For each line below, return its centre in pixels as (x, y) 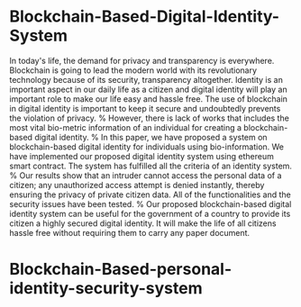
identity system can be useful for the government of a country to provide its (150, 213)
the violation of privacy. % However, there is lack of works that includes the (150, 118)
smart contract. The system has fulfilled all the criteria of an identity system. (151, 166)
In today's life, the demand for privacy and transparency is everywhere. (142, 60)
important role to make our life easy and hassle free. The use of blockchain (149, 99)
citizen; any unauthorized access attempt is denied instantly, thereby (137, 185)
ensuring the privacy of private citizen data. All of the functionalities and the (150, 194)
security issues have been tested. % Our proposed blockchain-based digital (150, 203)
